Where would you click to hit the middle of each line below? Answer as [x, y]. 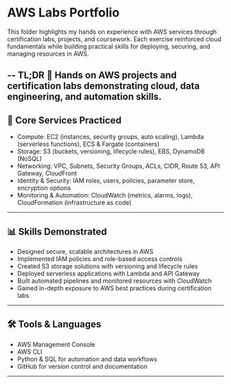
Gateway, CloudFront [47, 173]
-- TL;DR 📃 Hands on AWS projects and [92, 75]
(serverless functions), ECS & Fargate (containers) [88, 144]
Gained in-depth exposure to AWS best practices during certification [114, 288]
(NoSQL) [30, 159]
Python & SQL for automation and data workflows [87, 359]
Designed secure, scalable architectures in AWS [85, 251]
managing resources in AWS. [48, 54]
